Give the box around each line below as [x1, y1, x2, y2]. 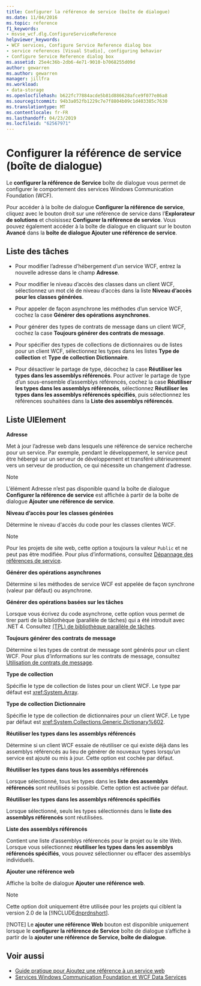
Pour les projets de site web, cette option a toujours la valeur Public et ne [6, 544, 188, 551]
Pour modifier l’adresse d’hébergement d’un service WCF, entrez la [14, 262, 181, 269]
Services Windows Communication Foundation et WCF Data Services [14, 973, 187, 981]
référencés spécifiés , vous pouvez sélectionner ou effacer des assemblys [6, 850, 191, 857]
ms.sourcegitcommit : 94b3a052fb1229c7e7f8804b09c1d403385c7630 [6, 98, 168, 104]
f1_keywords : [6, 25, 39, 32]
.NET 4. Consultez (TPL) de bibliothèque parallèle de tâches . [6, 623, 156, 630]
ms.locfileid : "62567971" [6, 121, 71, 127]
